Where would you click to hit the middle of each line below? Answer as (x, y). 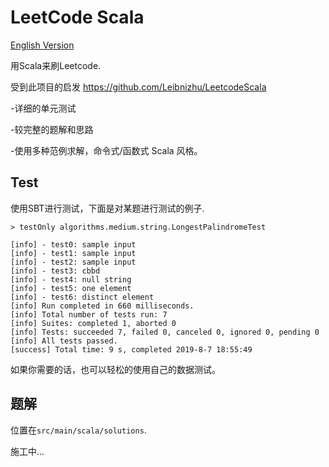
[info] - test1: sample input (73, 253)
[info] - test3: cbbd (55, 271)
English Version (42, 45)
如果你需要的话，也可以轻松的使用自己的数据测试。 (115, 369)
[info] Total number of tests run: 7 (89, 314)
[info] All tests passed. (64, 341)
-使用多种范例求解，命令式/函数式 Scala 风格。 (106, 150)
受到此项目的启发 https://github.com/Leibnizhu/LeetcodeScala (138, 87)
